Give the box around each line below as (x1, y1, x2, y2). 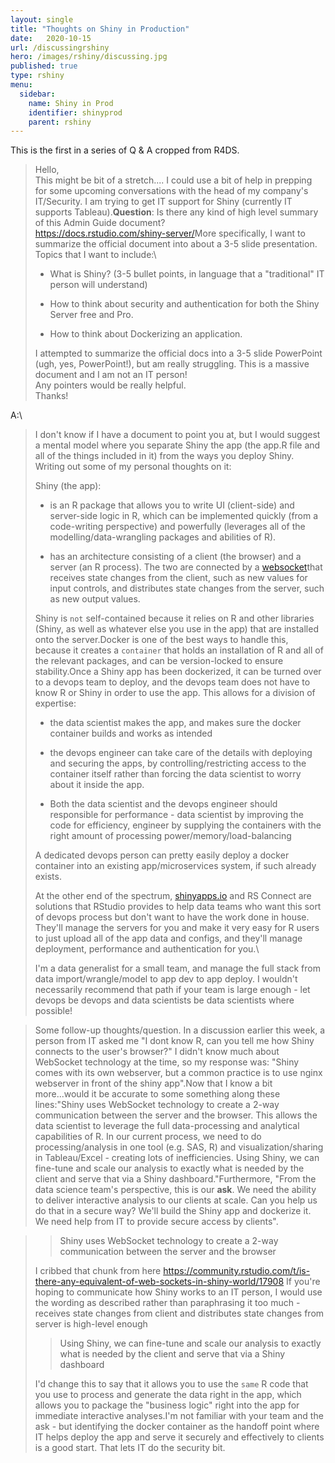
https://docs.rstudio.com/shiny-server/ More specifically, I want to (34, 227, 306, 240)
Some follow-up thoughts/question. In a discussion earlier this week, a (34, 1024, 326, 1036)
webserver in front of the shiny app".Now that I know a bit (34, 1077, 273, 1090)
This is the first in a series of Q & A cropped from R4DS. (10, 144, 240, 156)
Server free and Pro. (49, 309, 134, 321)
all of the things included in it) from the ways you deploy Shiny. (34, 450, 295, 462)
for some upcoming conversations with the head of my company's (34, 185, 309, 197)
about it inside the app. (49, 779, 145, 791)
